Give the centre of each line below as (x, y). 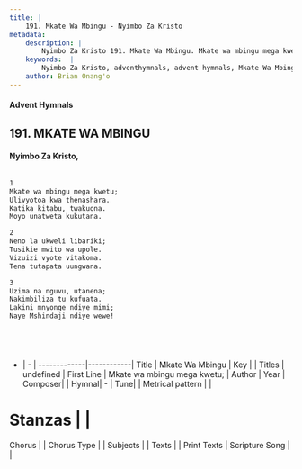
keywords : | (50, 59)
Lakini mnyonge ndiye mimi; (62, 308)
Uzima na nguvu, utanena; (58, 291)
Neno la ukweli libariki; (58, 241)
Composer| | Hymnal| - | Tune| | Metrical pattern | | (117, 384)
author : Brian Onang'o (68, 77)
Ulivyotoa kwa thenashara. (60, 200)
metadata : (28, 34)
